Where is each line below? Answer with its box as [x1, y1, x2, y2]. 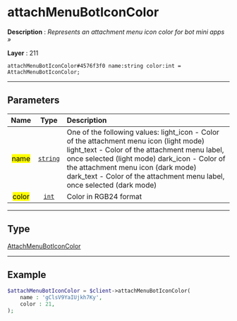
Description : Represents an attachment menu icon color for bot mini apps [7, 28, 225, 36]
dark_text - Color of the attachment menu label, [66, 171, 225, 181]
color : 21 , [20, 301, 55, 308]
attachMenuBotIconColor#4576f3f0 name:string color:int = [7, 62, 181, 69]
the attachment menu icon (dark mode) [66, 162, 197, 172]
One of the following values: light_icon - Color [66, 127, 220, 137]
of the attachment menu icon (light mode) [66, 135, 205, 145]
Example [7, 269, 47, 281]
